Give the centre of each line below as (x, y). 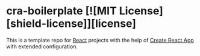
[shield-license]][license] (71, 24)
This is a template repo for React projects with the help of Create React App (100, 40)
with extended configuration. (42, 46)
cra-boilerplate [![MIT (62, 11)
